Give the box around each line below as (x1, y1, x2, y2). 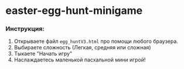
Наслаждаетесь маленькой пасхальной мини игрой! (13, 56, 146, 63)
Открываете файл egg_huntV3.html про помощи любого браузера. (13, 38, 178, 45)
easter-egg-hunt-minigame (5, 4, 143, 17)
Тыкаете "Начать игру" (13, 50, 73, 57)
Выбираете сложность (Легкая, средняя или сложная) (13, 44, 151, 51)
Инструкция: (5, 25, 45, 33)
